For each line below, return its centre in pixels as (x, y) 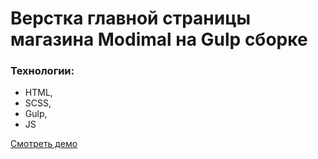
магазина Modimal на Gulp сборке (159, 39)
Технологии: (42, 71)
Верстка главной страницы (131, 18)
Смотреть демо (44, 144)
